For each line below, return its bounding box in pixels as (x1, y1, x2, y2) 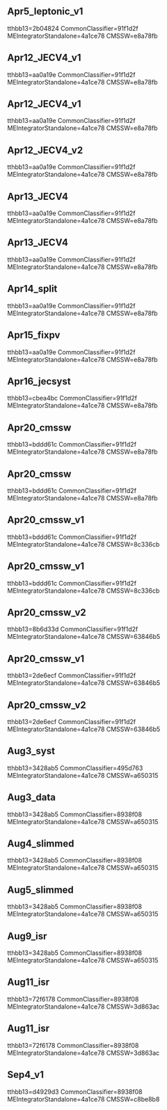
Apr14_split (7, 283, 58, 295)
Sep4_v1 (7, 1069, 44, 1081)
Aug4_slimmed (7, 838, 74, 850)
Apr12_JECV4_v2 (7, 144, 83, 156)
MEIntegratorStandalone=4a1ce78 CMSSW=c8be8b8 (7, 1095, 160, 1103)
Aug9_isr (7, 930, 47, 942)
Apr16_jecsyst (7, 375, 71, 387)
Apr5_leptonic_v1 (7, 6, 83, 17)
